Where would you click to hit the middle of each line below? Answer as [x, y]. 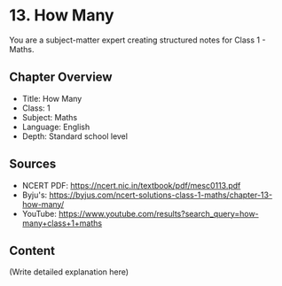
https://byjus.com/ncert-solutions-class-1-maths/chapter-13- [161, 195]
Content [32, 250]
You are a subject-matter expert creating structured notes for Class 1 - [137, 40]
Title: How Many [52, 98]
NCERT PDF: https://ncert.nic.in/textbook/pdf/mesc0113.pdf [131, 185]
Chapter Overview [61, 77]
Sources [33, 164]
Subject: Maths [50, 117]
